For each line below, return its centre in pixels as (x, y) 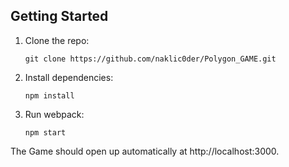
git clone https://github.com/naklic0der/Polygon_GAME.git (150, 59)
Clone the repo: (57, 40)
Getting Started (59, 16)
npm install (49, 95)
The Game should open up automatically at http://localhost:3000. (145, 151)
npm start (45, 132)
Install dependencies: (69, 77)
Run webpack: (54, 114)
